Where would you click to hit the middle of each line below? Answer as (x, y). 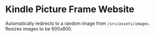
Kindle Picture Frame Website (70, 9)
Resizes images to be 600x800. (39, 28)
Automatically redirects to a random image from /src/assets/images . (78, 23)
